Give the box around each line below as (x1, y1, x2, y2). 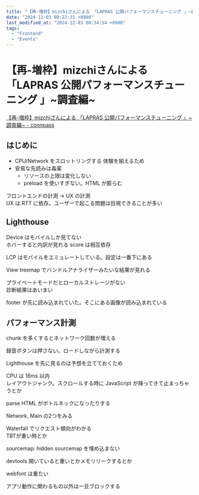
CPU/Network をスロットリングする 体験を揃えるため (14, 157, 145, 164)
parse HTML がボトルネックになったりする (6, 400, 111, 407)
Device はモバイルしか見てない (6, 234, 82, 241)
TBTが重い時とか (6, 432, 47, 439)
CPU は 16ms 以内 (6, 372, 50, 379)
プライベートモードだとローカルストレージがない (6, 279, 126, 286)
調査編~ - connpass (6, 121, 54, 128)
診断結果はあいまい (6, 286, 53, 293)
